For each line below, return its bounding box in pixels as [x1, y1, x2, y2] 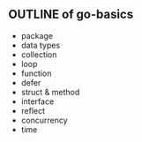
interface [20, 96, 55, 107]
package [20, 30, 54, 41]
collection [20, 49, 57, 60]
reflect [20, 105, 46, 116]
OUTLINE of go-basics [8, 7, 134, 22]
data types [20, 40, 61, 50]
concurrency [20, 115, 68, 125]
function [20, 68, 52, 78]
